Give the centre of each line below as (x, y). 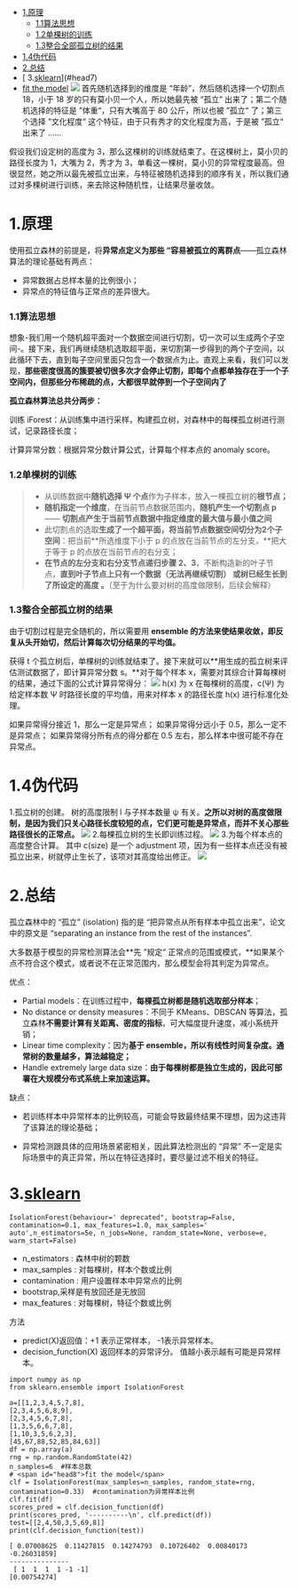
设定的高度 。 (84, 584)
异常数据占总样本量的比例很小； (80, 280)
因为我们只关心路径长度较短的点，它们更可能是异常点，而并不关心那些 (161, 822)
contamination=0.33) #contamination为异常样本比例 (102, 1491)
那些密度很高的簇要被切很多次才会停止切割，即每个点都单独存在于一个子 (157, 371)
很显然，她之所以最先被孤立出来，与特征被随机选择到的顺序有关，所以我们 (145, 174)
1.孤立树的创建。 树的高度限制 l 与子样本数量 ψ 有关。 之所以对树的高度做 (142, 812)
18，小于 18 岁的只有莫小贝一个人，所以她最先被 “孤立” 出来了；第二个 (150, 99)
